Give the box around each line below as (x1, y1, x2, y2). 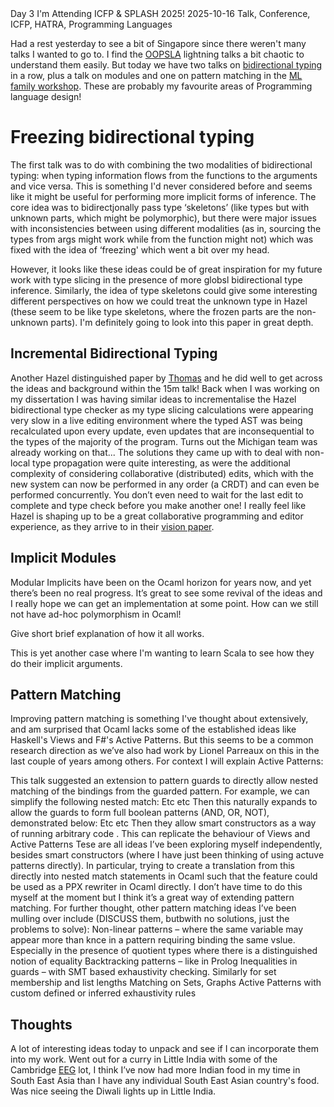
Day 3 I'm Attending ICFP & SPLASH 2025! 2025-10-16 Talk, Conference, (10, 8, 311, 19)
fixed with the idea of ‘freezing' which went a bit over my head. (10, 243, 270, 256)
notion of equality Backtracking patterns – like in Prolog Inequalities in (10, 955, 298, 967)
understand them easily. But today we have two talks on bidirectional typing (10, 59, 323, 71)
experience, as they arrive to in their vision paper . (10, 520, 215, 532)
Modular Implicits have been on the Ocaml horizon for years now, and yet (10, 576, 312, 588)
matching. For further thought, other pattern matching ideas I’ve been (10, 902, 297, 914)
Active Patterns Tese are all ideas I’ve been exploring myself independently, (10, 838, 323, 851)
